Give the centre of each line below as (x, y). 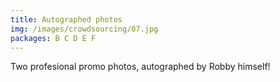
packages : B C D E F (53, 38)
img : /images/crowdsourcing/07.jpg (84, 29)
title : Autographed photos (66, 19)
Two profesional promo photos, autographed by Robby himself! (140, 67)
